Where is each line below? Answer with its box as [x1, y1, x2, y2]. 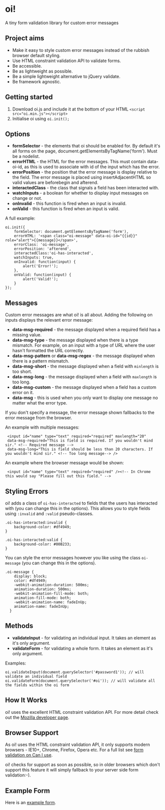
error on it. [12, 390, 34, 396]
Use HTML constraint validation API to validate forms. [12, 58, 121, 64]
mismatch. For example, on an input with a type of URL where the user [12, 342, 156, 348]
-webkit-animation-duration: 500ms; [14, 583, 90, 588]
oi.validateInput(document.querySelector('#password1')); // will [5, 669, 144, 674]
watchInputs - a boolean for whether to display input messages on [12, 190, 149, 196]
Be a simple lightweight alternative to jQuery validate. [12, 73, 121, 79]
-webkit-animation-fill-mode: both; [14, 591, 90, 596]
